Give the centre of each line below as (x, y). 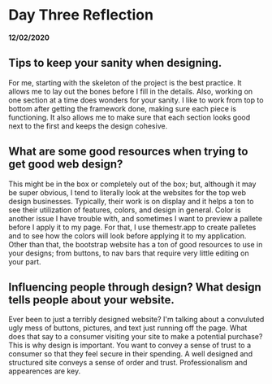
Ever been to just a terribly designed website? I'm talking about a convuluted (136, 320)
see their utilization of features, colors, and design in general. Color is (125, 210)
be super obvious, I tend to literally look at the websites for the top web (127, 192)
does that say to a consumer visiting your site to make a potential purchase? (136, 337)
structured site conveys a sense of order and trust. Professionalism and (128, 363)
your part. (25, 261)
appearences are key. (45, 371)
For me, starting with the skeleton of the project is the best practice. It (125, 82)
